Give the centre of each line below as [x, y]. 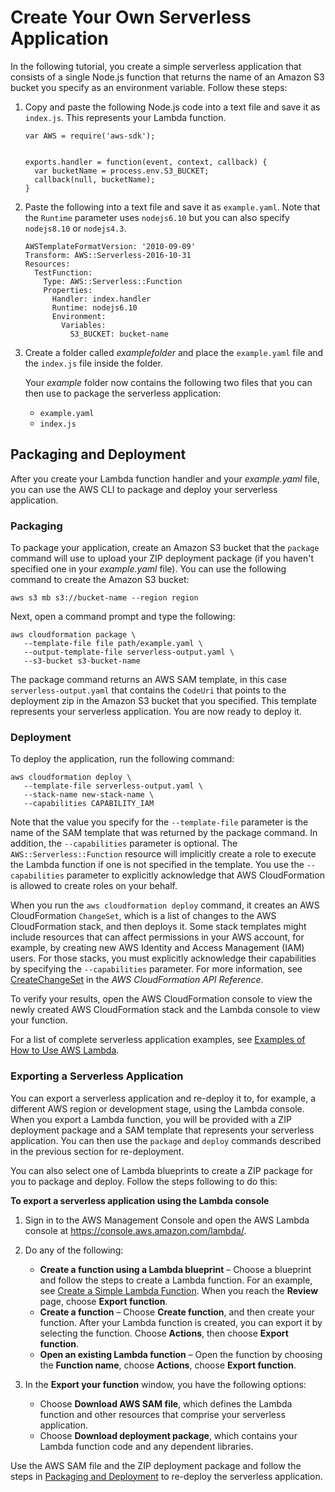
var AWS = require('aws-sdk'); [90, 136]
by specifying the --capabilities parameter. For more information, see [156, 969]
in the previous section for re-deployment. [97, 1151]
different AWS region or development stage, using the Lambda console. [157, 1108]
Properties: [68, 290]
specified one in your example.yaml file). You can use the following [148, 569]
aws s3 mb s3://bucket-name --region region [104, 598]
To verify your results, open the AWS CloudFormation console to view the [161, 999]
